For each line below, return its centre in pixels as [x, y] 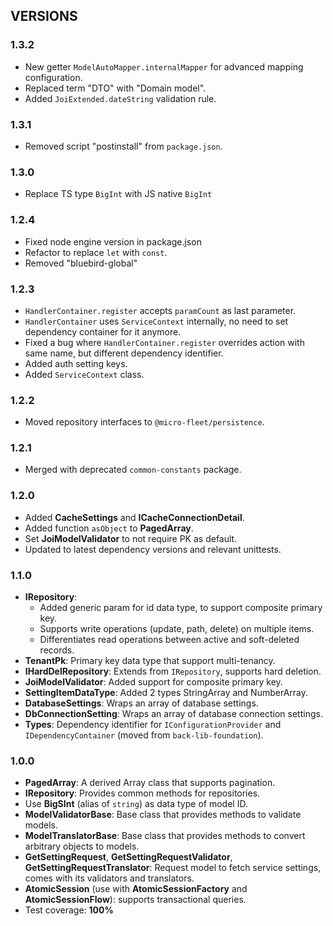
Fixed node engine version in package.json [113, 241]
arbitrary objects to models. [82, 846]
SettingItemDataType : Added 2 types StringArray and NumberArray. [166, 693]
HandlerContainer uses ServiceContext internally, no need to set [156, 321]
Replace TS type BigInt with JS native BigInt [118, 194]
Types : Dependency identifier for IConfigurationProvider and [153, 725]
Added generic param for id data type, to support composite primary [181, 608]
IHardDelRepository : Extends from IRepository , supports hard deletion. [173, 671]
